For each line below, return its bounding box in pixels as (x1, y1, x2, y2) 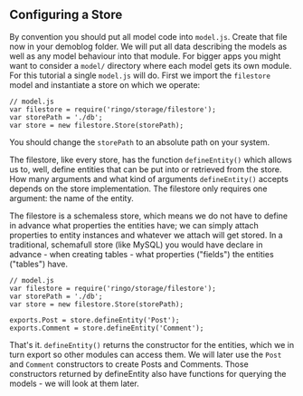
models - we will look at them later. (9, 378, 140, 389)
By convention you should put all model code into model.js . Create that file (9, 31, 288, 42)
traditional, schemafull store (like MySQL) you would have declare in (9, 239, 264, 250)
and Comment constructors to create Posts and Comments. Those (9, 358, 249, 370)
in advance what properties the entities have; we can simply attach (9, 219, 260, 230)
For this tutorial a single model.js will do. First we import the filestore (9, 70, 271, 81)
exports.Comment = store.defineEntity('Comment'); (9, 324, 204, 333)
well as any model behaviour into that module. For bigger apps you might (9, 50, 281, 62)
